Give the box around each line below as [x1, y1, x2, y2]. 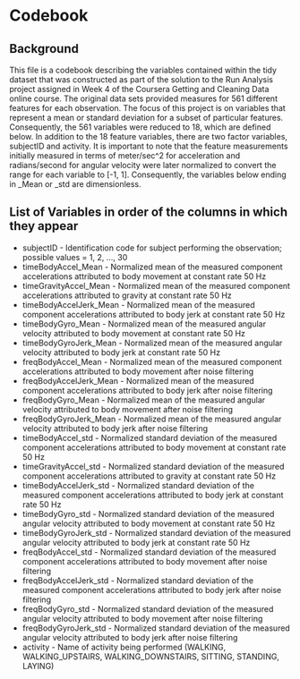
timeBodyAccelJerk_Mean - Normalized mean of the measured [21, 299, 255, 310]
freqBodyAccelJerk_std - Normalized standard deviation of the [21, 574, 253, 586]
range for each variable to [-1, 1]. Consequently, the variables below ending [9, 169, 287, 180]
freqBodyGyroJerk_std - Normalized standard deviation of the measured [21, 623, 291, 633]
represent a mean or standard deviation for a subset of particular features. [9, 113, 284, 123]
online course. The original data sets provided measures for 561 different [9, 93, 278, 104]
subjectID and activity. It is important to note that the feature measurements [9, 140, 288, 151]
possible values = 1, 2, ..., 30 [21, 251, 128, 262]
